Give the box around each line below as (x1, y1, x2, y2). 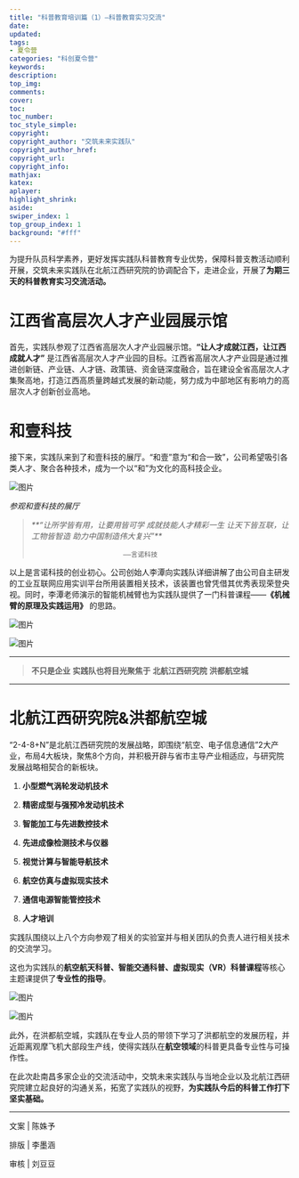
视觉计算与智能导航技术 (21, 857, 109, 867)
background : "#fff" (9, 228, 82, 237)
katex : (9, 179, 34, 188)
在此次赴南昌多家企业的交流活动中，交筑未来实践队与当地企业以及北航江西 (9, 1071, 282, 1082)
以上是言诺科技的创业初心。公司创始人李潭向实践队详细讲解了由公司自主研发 (9, 567, 290, 578)
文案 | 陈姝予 (9, 1121, 56, 1132)
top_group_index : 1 (9, 220, 82, 229)
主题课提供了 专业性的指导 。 (9, 973, 111, 984)
